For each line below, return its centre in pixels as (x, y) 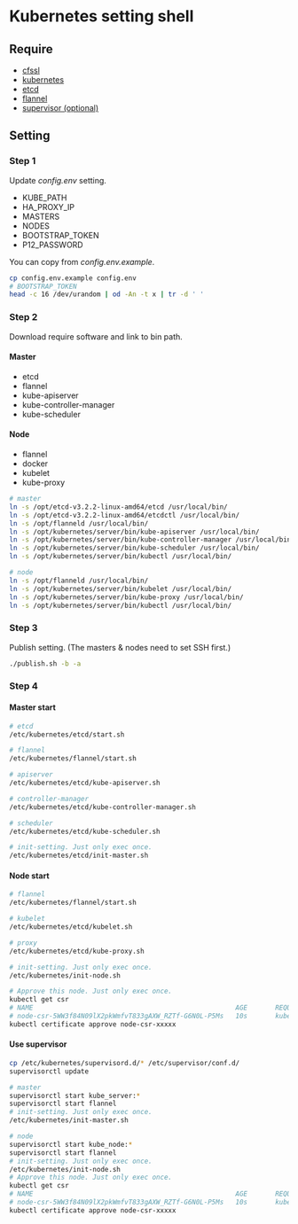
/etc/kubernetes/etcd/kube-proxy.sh (77, 951)
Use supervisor (38, 1044)
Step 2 (24, 317)
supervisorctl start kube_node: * (71, 1144)
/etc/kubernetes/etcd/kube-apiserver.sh (85, 783)
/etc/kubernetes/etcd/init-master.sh (79, 856)
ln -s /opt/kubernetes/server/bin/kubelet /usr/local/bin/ (121, 589)
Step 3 (24, 628)
